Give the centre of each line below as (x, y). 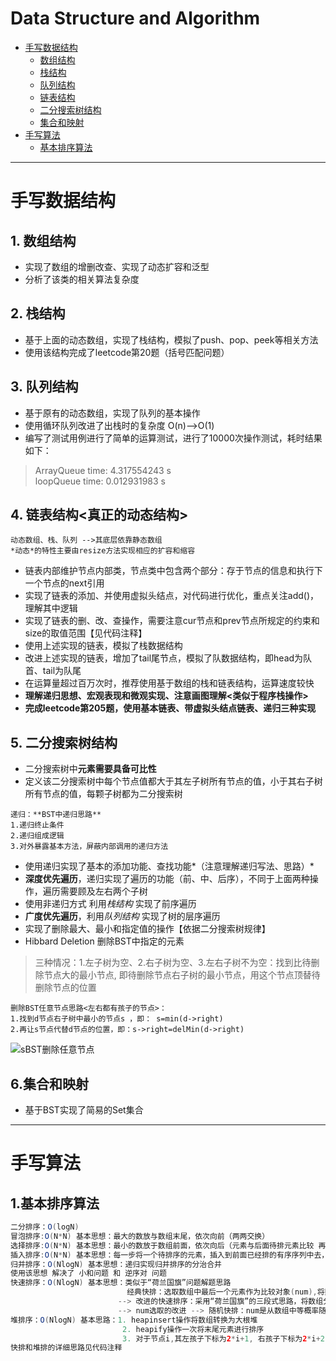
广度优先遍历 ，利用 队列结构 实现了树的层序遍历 (122, 916)
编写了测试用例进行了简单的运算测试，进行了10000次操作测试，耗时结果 (173, 438)
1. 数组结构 (43, 240)
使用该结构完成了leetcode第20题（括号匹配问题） (127, 352)
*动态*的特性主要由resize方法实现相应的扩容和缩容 (103, 551)
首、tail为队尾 (53, 671)
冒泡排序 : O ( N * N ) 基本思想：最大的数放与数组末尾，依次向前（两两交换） (140, 1236)
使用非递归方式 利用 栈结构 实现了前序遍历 (110, 904)
